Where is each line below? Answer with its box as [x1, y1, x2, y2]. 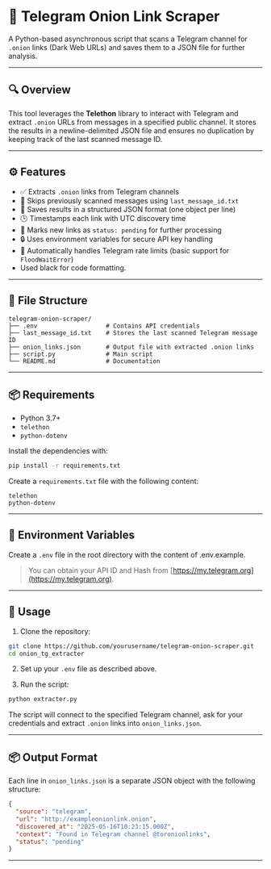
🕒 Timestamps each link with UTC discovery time [19, 213, 186, 223]
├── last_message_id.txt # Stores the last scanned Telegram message [8, 329, 258, 337]
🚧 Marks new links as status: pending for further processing [19, 225, 222, 235]
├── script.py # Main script [8, 350, 153, 358]
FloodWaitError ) [19, 254, 74, 264]
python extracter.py [8, 696, 78, 704]
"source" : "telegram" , [15, 808, 92, 816]
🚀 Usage [8, 605, 51, 619]
